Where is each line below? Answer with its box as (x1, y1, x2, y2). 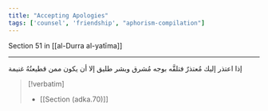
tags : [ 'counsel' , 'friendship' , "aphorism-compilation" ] (8, 19, 205, 27)
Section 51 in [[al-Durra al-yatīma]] (8, 40, 123, 50)
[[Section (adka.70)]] (39, 94, 109, 104)
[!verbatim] (27, 78, 65, 88)
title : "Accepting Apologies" (8, 11, 109, 20)
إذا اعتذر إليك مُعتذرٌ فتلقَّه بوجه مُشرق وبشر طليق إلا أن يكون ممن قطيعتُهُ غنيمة (8, 63, 242, 73)
